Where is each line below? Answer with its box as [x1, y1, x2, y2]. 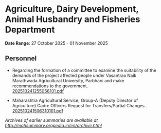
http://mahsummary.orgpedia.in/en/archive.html [5, 122, 102, 128]
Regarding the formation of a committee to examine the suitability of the [12, 67, 157, 73]
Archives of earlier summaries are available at [5, 117, 98, 123]
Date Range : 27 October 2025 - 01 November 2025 [5, 40, 108, 46]
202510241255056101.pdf [12, 88, 64, 94]
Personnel [5, 55, 37, 63]
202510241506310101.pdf [12, 108, 63, 114]
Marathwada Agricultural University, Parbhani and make [12, 77, 125, 83]
